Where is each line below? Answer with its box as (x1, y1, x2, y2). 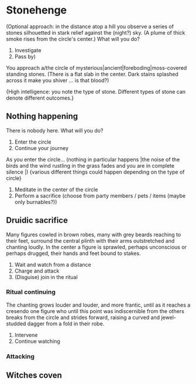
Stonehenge (6, 4, 67, 17)
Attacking (6, 352, 35, 361)
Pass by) (14, 53, 36, 60)
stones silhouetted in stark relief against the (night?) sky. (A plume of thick (6, 29, 185, 36)
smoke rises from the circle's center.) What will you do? (6, 35, 140, 42)
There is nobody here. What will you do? (6, 127, 104, 134)
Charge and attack (14, 267, 60, 274)
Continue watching (14, 338, 60, 345)
